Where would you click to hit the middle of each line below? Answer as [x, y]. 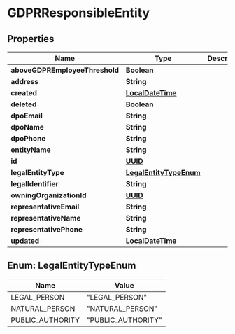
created [24, 93]
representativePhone [47, 229]
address [25, 82]
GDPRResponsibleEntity [79, 13]
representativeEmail [45, 207]
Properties [31, 39]
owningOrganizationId [49, 195]
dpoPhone [28, 138]
